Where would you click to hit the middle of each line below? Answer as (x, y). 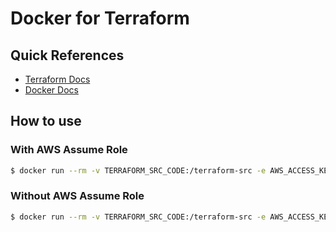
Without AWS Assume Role (77, 196)
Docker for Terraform (100, 18)
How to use (46, 121)
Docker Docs (51, 90)
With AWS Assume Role (69, 150)
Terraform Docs (57, 79)
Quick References (67, 55)
